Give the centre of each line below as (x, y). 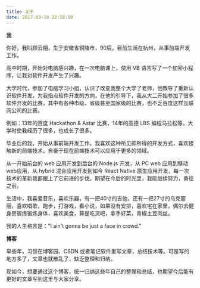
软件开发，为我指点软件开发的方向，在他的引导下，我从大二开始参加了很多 (102, 95)
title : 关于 (20, 12)
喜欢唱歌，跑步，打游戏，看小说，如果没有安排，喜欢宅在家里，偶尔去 (102, 206)
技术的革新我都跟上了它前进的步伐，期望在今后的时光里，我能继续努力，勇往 (100, 178)
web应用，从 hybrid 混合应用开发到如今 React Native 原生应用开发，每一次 (98, 171)
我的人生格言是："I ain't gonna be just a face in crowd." (74, 226)
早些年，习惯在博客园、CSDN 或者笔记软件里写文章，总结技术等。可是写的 (98, 251)
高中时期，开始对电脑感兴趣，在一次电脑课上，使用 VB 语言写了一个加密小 (97, 68)
